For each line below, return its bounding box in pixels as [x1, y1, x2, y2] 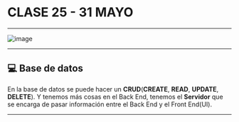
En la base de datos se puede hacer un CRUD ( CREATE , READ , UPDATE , [7, 84, 219, 93]
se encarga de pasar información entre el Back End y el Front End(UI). [7, 100, 213, 109]
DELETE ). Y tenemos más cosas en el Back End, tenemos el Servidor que [7, 92, 223, 101]
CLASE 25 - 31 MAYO [7, 4, 134, 21]
